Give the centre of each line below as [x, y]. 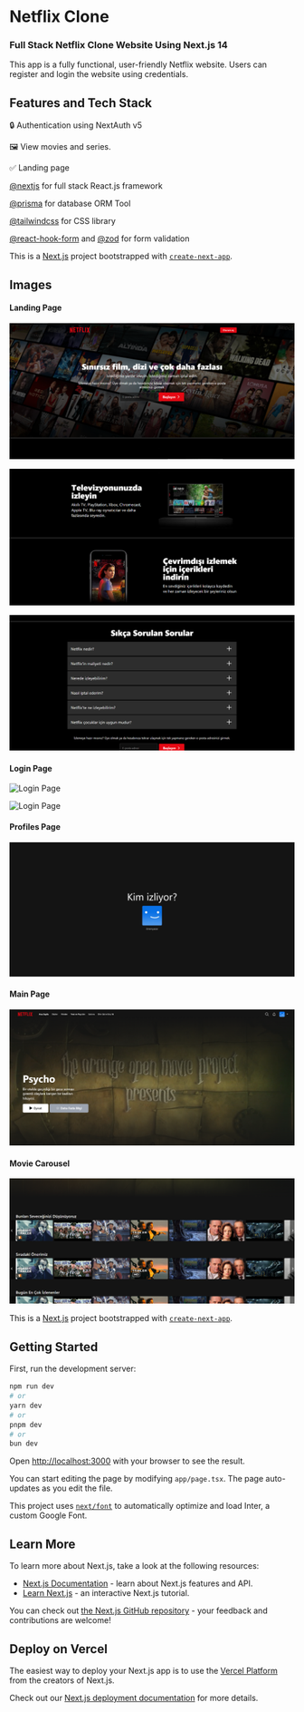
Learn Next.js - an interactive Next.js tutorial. [106, 1593]
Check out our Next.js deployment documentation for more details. [134, 1697]
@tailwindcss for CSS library [62, 221]
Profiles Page [35, 826]
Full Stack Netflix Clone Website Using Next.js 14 [119, 45]
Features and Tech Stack [81, 103]
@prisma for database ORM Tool [70, 204]
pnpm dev [26, 1425]
